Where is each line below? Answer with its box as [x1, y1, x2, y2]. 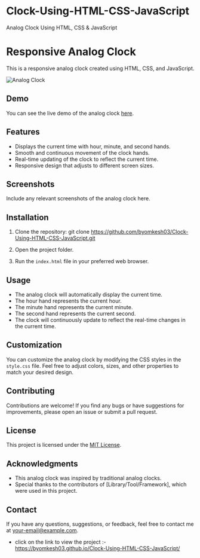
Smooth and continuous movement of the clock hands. [14, 149, 150, 156]
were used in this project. [14, 487, 78, 495]
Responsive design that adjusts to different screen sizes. [14, 161, 154, 169]
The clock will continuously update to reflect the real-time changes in [14, 316, 186, 324]
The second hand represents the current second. [14, 310, 136, 317]
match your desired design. [6, 368, 73, 376]
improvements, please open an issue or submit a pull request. [6, 408, 158, 415]
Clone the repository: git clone [14, 228, 90, 236]
